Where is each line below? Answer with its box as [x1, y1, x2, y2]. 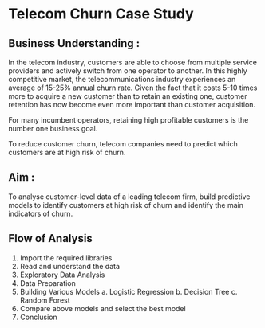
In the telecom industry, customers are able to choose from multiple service [8, 57, 258, 67]
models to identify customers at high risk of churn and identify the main [8, 200, 243, 209]
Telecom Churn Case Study [8, 5, 194, 23]
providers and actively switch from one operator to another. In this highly [8, 66, 247, 76]
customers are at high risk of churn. [8, 148, 126, 157]
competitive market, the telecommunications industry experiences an [8, 75, 236, 84]
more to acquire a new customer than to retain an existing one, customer [8, 92, 247, 100]
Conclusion [19, 312, 57, 322]
